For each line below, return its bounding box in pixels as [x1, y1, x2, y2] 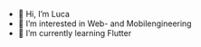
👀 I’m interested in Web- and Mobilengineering [17, 18, 192, 29]
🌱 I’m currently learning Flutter [17, 28, 132, 38]
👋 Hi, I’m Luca [17, 9, 71, 19]
